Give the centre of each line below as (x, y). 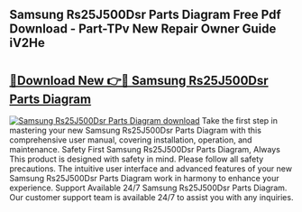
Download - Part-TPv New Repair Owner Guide (143, 29)
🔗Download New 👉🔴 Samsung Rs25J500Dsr (139, 80)
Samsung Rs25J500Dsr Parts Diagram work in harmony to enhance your (144, 178)
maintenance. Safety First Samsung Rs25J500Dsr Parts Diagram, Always (145, 149)
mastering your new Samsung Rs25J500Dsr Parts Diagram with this (135, 130)
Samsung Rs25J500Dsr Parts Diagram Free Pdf (145, 15)
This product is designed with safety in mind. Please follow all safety (137, 159)
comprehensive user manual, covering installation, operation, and (131, 140)
